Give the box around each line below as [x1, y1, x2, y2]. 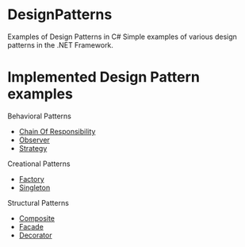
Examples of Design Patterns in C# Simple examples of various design [7, 32, 237, 41]
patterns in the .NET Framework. [7, 40, 114, 49]
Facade [18, 222, 44, 231]
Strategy [18, 143, 48, 152]
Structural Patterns [7, 198, 69, 207]
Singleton [18, 183, 51, 192]
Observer [18, 135, 51, 145]
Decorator [18, 230, 52, 240]
